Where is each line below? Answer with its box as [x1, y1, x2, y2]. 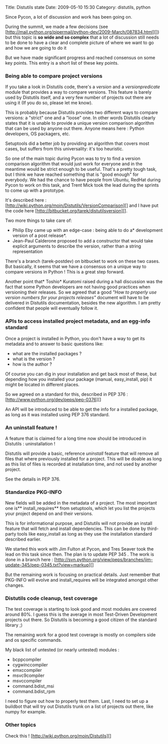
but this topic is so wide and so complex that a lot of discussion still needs [5, 35, 159, 40]
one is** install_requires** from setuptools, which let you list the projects [5, 506, 155, 512]
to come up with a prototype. [5, 187, 65, 193]
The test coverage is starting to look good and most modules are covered [5, 606, 156, 612]
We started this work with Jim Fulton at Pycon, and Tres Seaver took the [5, 546, 154, 552]
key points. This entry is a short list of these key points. [5, 60, 119, 66]
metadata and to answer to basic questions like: [5, 341, 104, 347]
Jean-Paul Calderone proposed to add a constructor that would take [12, 238, 153, 244]
